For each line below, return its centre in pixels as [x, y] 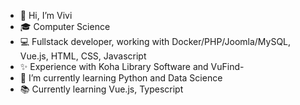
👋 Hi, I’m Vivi [46, 15]
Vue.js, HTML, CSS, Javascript [83, 56]
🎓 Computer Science [65, 26]
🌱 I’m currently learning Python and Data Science [121, 78]
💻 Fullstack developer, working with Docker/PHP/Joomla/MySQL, [155, 41]
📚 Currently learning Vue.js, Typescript [101, 89]
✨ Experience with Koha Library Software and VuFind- [132, 66]
